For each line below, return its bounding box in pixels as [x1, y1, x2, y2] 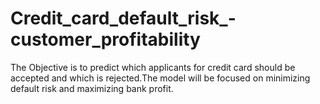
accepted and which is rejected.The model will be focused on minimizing [10, 72, 311, 84]
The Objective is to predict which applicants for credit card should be [10, 61, 296, 73]
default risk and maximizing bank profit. [10, 82, 174, 94]
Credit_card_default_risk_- [10, 7, 237, 30]
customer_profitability [10, 28, 201, 51]
